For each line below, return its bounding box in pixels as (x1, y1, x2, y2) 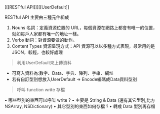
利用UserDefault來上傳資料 (16, 60, 72, 65)
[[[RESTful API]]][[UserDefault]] (4, 4, 70, 10)
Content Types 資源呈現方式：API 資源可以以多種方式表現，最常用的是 (11, 43, 155, 49)
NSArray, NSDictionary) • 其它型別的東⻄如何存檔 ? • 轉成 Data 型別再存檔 (4, 103, 156, 109)
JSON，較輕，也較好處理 (11, 49, 63, 55)
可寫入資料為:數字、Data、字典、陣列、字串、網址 (11, 70, 114, 76)
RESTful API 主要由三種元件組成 (4, 14, 70, 20)
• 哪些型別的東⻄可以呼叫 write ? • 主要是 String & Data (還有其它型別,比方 (4, 97, 156, 103)
